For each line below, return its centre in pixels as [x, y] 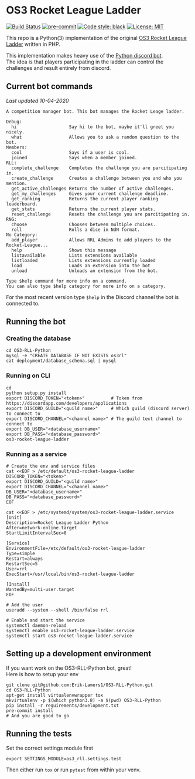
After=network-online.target [42, 528]
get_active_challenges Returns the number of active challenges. [93, 189]
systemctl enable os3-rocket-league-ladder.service [70, 631]
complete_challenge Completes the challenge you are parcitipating [99, 168]
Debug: [14, 122]
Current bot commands [49, 87]
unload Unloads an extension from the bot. [85, 271]
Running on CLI [28, 375]
